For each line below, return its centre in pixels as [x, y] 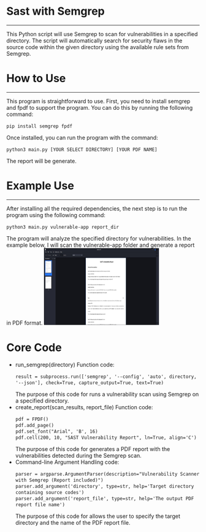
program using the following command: [56, 215]
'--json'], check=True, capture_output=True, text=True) [90, 383]
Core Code [34, 347]
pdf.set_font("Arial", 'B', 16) [56, 431]
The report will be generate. [41, 161]
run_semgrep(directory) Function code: [65, 364]
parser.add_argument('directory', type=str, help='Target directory [105, 486]
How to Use [36, 79]
